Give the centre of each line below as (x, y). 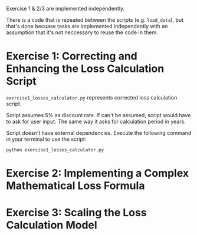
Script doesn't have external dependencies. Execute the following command (99, 133)
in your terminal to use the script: (46, 139)
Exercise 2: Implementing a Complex (98, 173)
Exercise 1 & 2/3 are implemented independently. (65, 9)
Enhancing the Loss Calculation (85, 69)
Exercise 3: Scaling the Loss (76, 213)
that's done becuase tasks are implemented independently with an (87, 26)
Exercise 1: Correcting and (72, 56)
